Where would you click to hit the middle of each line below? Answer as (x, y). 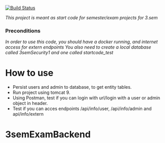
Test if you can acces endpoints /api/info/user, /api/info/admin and (82, 109)
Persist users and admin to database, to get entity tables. (72, 87)
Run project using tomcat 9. (42, 93)
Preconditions (23, 30)
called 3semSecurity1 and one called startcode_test (59, 53)
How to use (29, 73)
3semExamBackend (48, 135)
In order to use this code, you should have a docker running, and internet (81, 42)
